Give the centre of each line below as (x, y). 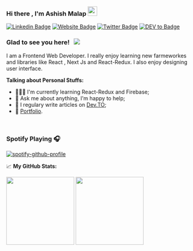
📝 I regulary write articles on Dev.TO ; (61, 104)
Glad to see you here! (38, 42)
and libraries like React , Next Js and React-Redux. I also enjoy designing (97, 62)
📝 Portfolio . (29, 111)
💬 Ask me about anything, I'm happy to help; (70, 98)
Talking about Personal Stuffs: (45, 80)
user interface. (24, 68)
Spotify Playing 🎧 (33, 139)
